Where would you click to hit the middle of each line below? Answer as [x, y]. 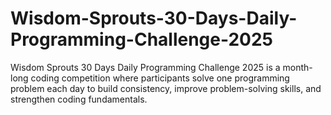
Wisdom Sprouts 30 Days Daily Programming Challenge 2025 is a [145, 67]
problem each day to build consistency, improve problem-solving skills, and [166, 88]
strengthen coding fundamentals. [79, 99]
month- [297, 67]
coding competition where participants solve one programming [160, 78]
